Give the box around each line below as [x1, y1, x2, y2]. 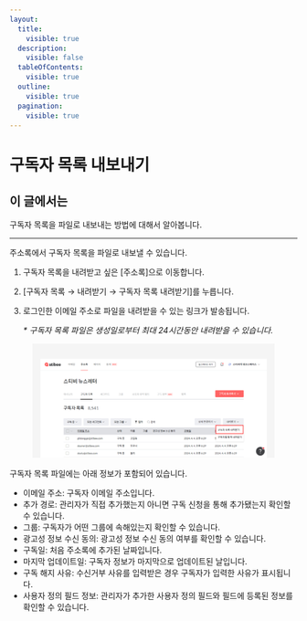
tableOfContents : [17, 63, 84, 72]
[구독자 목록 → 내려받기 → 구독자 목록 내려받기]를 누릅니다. [22, 286, 235, 297]
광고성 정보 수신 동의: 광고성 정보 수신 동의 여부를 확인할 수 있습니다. [22, 532, 267, 543]
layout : [9, 15, 39, 24]
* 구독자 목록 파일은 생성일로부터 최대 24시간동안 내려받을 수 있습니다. [22, 325, 274, 336]
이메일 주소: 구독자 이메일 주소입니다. [22, 487, 155, 498]
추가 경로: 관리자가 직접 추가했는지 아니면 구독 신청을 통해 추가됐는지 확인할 [22, 499, 291, 510]
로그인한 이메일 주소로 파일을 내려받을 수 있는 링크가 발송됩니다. [22, 306, 249, 317]
